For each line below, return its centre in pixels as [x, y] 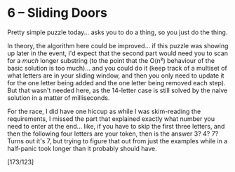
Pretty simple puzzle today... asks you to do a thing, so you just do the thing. [117, 32]
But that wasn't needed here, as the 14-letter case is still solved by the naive [117, 90]
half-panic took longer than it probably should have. [82, 148]
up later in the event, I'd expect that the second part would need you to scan [117, 53]
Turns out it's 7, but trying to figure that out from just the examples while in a [117, 141]
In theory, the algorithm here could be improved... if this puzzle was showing [118, 45]
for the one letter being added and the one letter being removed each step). [116, 83]
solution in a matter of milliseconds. [59, 98]
